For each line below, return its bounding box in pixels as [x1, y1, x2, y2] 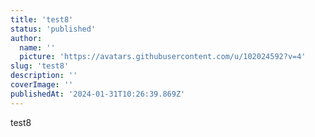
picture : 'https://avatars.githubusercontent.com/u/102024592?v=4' [19, 52, 307, 62]
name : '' [19, 42, 56, 53]
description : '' [10, 71, 78, 81]
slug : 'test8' [10, 61, 70, 71]
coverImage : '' [10, 80, 74, 90]
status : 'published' [10, 24, 97, 34]
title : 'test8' [10, 14, 74, 25]
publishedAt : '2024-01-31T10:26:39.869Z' [10, 89, 186, 99]
